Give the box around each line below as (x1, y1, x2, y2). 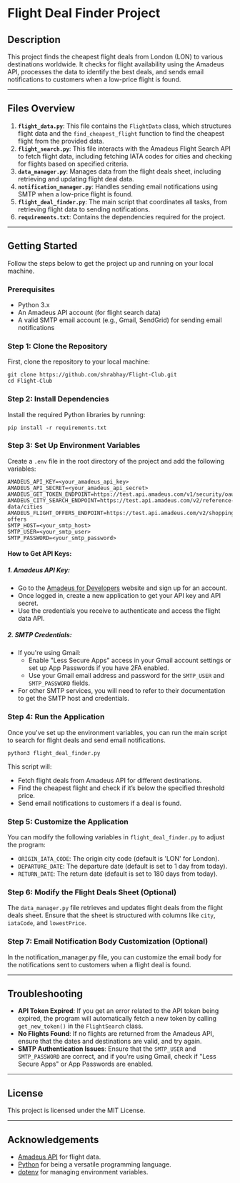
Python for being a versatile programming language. (17, 1159, 171, 1169)
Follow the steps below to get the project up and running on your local (7, 259, 214, 267)
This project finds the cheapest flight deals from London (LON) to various (7, 52, 224, 61)
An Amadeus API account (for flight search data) (17, 308, 161, 316)
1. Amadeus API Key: (7, 566, 71, 574)
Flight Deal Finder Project (7, 5, 161, 21)
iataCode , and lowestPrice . (7, 919, 87, 927)
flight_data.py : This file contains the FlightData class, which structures (17, 121, 232, 130)
